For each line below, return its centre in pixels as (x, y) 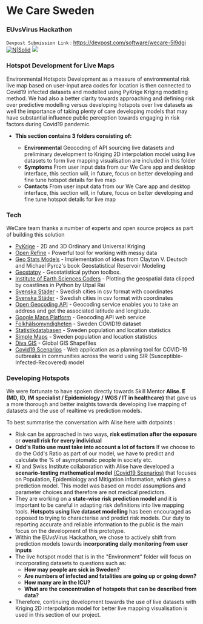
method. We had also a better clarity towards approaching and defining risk (101, 98)
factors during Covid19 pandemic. (48, 124)
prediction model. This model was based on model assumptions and (100, 486)
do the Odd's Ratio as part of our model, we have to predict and (95, 453)
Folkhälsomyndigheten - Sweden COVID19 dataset (78, 324)
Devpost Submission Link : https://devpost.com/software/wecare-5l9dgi (96, 42)
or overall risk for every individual (58, 441)
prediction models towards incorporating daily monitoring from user (101, 544)
